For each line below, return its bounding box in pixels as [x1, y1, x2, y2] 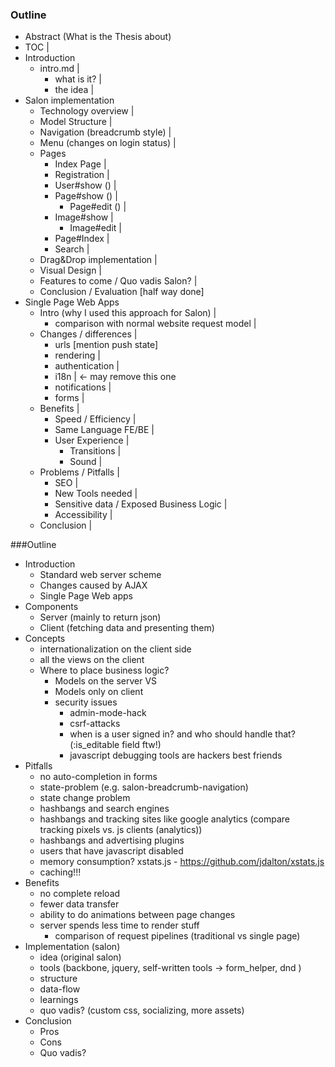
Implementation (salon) [24, 941, 121, 953]
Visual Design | [39, 264, 102, 277]
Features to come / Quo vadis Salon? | [39, 275, 198, 287]
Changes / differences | [39, 328, 138, 340]
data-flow [39, 983, 81, 995]
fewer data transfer [39, 898, 120, 910]
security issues [54, 696, 118, 708]
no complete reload [39, 888, 121, 900]
